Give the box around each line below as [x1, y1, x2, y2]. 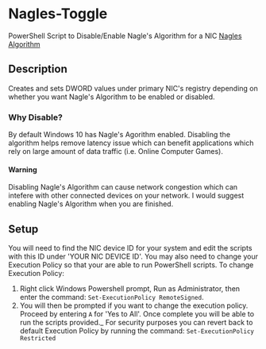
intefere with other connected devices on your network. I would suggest [8, 191, 245, 201]
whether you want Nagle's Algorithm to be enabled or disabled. [8, 92, 216, 102]
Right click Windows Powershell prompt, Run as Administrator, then [19, 284, 241, 293]
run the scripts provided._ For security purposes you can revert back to [19, 318, 253, 328]
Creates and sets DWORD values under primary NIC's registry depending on [8, 83, 258, 93]
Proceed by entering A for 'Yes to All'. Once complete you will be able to [19, 309, 255, 319]
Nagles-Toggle [8, 5, 108, 23]
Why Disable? [8, 112, 64, 123]
